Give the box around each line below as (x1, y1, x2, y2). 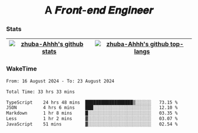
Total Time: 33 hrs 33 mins (6, 89, 75, 95)
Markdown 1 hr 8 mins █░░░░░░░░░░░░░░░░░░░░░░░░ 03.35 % (6, 110, 178, 117)
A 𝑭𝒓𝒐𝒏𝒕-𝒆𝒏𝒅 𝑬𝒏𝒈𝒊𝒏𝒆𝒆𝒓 (44, 4, 154, 17)
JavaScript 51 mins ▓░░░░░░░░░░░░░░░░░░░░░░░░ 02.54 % (6, 121, 178, 127)
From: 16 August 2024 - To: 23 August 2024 (6, 78, 115, 84)
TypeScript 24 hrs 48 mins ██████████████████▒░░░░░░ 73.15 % (6, 99, 178, 105)
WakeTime (6, 65, 37, 73)
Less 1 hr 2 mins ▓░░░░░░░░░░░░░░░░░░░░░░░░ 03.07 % (6, 116, 178, 122)
